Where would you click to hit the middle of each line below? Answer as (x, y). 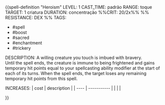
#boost (20, 32)
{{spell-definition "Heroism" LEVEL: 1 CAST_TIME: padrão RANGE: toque (79, 7)
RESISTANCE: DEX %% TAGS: (36, 17)
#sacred (21, 37)
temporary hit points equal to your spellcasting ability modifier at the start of (83, 68)
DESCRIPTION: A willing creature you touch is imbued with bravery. (74, 58)
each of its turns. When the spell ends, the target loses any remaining (76, 73)
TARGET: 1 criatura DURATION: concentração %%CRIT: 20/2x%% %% (77, 12)
